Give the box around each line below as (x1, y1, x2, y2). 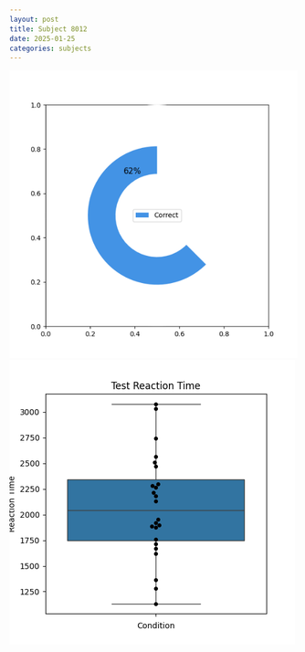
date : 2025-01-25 (9, 34, 76, 43)
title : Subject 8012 (9, 24, 89, 34)
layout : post (9, 15, 59, 24)
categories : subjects (9, 44, 92, 53)
